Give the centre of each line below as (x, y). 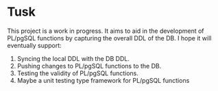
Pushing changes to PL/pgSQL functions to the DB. (89, 66)
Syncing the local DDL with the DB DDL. (73, 58)
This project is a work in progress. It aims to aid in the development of (106, 31)
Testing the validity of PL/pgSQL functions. (77, 73)
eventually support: (34, 45)
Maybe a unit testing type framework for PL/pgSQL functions (103, 80)
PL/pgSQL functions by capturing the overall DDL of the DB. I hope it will (109, 38)
